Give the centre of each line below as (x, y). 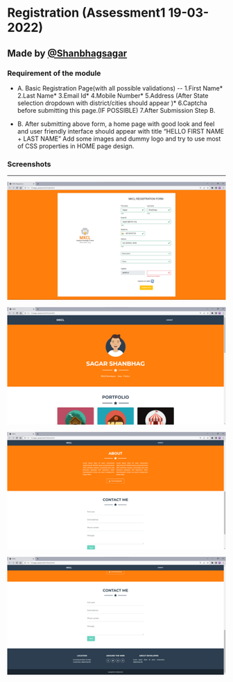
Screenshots (29, 164)
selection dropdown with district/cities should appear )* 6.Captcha (112, 103)
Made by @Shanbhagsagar (67, 53)
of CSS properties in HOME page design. (76, 146)
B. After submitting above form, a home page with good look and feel (116, 124)
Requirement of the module (54, 73)
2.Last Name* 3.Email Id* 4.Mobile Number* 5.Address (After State (113, 95)
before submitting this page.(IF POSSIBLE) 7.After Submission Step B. (116, 110)
